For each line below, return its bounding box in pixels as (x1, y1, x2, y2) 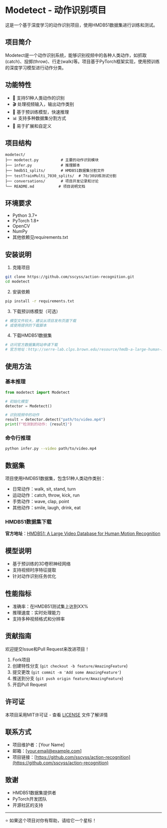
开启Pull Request (12, 681, 47, 687)
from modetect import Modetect (5, 390, 70, 395)
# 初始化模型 (5, 399, 28, 404)
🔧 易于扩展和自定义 (12, 123, 52, 129)
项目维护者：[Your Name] (12, 742, 65, 748)
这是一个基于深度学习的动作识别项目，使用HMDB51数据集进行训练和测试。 (5, 22, 158, 28)
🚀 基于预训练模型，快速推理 (12, 109, 69, 115)
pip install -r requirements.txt (5, 299, 75, 304)
